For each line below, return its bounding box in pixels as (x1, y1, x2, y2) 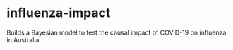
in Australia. (6, 35, 42, 44)
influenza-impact (6, 5, 111, 21)
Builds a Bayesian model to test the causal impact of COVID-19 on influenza (6, 28, 227, 37)
